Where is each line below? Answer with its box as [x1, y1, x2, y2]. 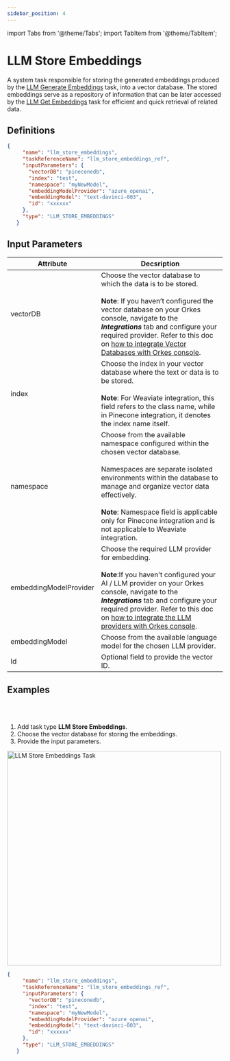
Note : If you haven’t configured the [101, 296, 214, 305]
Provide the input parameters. [16, 737, 101, 745]
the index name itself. [101, 419, 170, 428]
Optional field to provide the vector [101, 652, 214, 662]
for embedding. [101, 552, 151, 562]
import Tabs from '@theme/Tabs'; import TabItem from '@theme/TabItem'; [7, 29, 218, 37]
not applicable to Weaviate [101, 524, 187, 534]
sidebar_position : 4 [7, 10, 66, 17]
